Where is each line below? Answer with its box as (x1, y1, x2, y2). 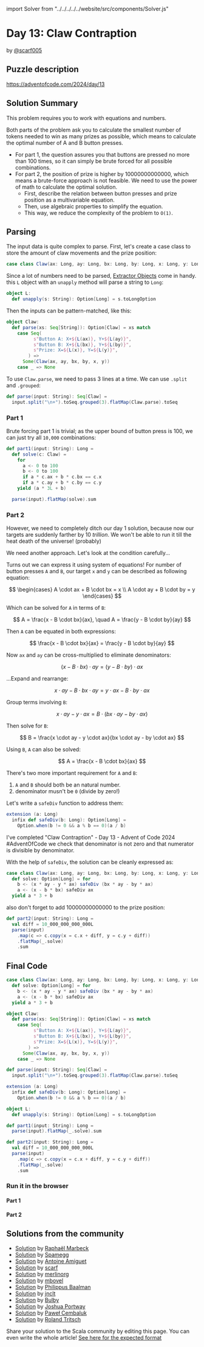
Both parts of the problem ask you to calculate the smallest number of (6, 126, 181, 133)
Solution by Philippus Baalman (15, 1284, 91, 1291)
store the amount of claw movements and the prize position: (6, 249, 157, 256)
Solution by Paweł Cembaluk (15, 1309, 87, 1317)
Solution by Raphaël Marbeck (15, 1245, 89, 1252)
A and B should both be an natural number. (15, 781, 121, 788)
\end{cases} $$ (82, 592, 122, 599)
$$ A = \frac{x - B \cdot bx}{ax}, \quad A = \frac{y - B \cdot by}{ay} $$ (13, 616, 191, 623)
